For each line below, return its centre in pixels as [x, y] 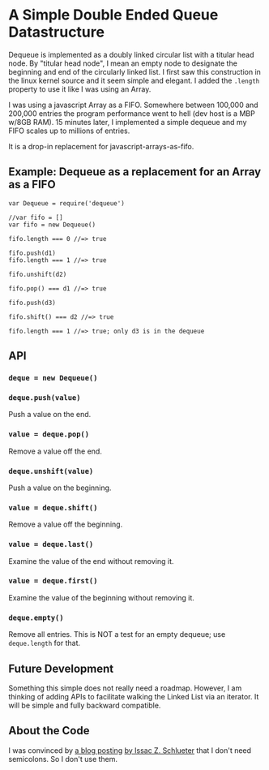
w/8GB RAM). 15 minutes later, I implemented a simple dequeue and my [128, 122]
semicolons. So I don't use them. [63, 759]
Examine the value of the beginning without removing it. [101, 597]
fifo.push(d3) [32, 303]
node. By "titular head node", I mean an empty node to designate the [123, 63]
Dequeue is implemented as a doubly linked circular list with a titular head [131, 54]
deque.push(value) [45, 398]
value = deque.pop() [49, 434]
